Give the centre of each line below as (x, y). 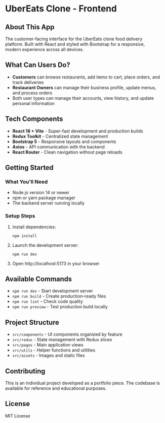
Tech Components (34, 119)
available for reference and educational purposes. (56, 388)
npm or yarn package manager (44, 198)
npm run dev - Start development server (53, 291)
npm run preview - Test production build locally (60, 307)
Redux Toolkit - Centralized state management (60, 136)
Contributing (25, 371)
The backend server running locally (48, 203)
